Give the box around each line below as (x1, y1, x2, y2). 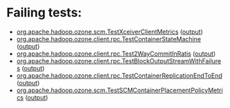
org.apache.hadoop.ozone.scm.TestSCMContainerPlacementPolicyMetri (16, 86, 223, 94)
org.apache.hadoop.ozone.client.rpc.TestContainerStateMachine (16, 34, 202, 43)
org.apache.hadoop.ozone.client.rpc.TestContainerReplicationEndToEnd (16, 71, 222, 80)
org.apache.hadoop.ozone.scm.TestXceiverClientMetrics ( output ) (16, 28, 203, 36)
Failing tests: (6, 5, 82, 21)
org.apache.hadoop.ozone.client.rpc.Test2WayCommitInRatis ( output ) (16, 50, 216, 58)
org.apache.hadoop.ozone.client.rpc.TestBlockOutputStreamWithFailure (16, 56, 222, 65)
